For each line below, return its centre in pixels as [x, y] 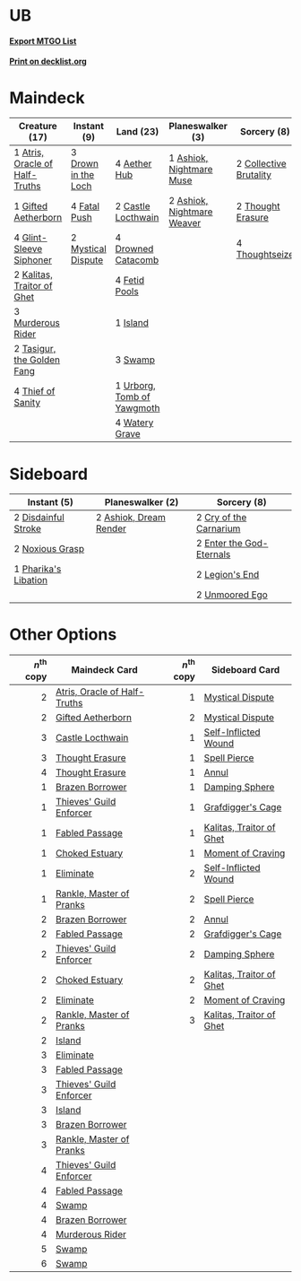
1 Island [132, 323]
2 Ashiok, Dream [130, 518]
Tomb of [133, 397]
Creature [38, 126]
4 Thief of [34, 391]
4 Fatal [85, 206]
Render [111, 528]
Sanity [27, 403]
